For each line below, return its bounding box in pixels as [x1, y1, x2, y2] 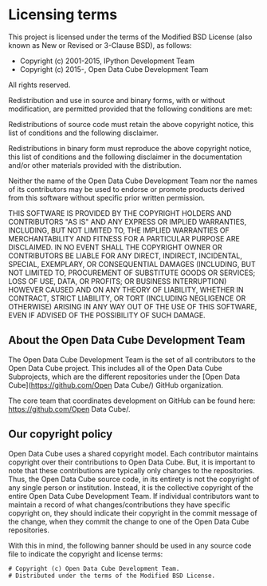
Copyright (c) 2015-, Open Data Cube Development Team [19, 64, 209, 74]
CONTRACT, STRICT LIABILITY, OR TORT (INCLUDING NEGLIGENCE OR [8, 293, 246, 303]
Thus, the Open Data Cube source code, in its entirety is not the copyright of [8, 474, 260, 484]
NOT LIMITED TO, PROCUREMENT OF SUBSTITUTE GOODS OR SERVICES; [8, 268, 256, 277]
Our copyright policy [8, 428, 113, 441]
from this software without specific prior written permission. [8, 193, 206, 202]
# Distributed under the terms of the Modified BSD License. [8, 572, 216, 580]
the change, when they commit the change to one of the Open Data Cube [8, 516, 249, 526]
